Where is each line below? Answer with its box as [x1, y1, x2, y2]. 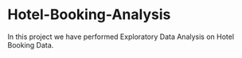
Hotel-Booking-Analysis [7, 6, 171, 24]
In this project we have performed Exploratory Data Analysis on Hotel [7, 32, 235, 41]
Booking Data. [7, 40, 54, 49]
